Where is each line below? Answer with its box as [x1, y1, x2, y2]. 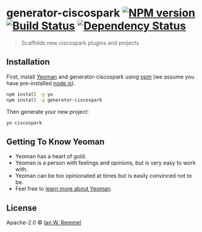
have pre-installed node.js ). [6, 79, 76, 86]
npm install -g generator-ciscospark [6, 97, 103, 103]
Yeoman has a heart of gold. [15, 153, 87, 160]
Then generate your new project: [6, 108, 89, 115]
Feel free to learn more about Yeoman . [15, 185, 112, 192]
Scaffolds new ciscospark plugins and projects [21, 39, 139, 46]
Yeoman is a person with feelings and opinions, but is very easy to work [15, 159, 197, 167]
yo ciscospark [6, 119, 43, 126]
